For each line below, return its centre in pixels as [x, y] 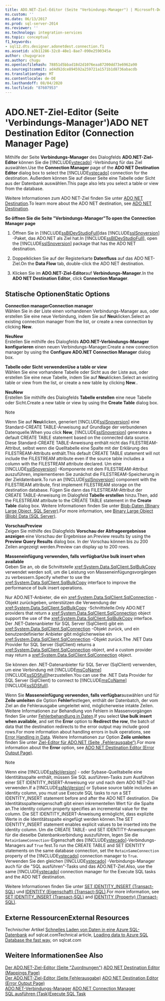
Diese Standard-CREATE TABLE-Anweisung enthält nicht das [67, 443]
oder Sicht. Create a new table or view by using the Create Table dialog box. [82, 403]
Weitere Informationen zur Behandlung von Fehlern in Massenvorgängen [79, 711]
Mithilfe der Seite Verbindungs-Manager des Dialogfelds [63, 157]
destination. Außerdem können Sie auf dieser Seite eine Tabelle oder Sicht [80, 178]
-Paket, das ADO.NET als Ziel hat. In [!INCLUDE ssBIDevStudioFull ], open [85, 238]
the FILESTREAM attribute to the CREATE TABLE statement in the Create [78, 500]
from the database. [24, 189]
